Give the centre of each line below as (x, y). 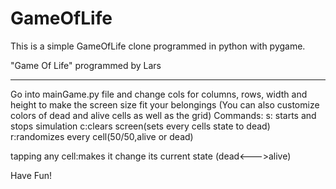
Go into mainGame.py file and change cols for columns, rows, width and (159, 94)
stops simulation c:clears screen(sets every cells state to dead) (140, 126)
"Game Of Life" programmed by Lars (86, 65)
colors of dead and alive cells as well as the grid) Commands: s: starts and (163, 115)
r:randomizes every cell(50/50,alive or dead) (102, 136)
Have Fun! (31, 175)
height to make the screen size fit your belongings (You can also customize (165, 104)
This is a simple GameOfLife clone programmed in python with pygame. (158, 46)
